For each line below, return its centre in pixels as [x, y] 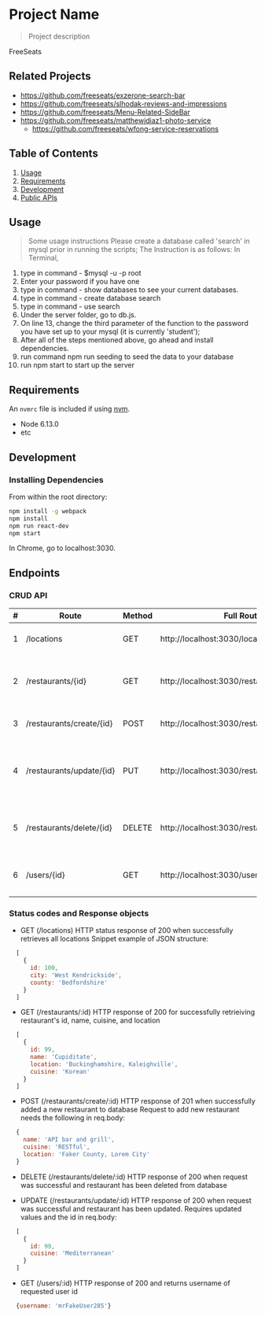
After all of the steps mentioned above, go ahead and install [117, 340]
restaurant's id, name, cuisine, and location [90, 1020]
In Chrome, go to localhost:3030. [63, 548]
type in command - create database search [90, 298]
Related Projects [50, 76]
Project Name [54, 15]
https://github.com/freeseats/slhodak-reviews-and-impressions [123, 103]
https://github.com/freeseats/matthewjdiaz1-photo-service [116, 120]
